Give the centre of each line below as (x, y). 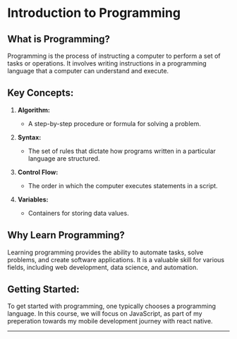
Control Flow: (38, 172)
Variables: (33, 199)
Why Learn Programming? (66, 235)
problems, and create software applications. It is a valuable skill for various (116, 259)
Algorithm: (34, 110)
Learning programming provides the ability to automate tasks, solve (105, 252)
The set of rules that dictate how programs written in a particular (122, 151)
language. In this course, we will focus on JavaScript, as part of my (105, 314)
